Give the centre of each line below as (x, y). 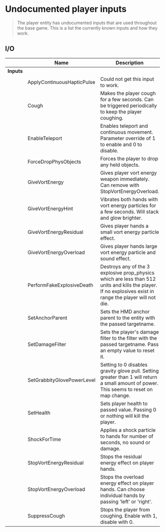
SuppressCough (46, 516)
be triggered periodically (128, 106)
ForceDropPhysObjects (55, 161)
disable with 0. (117, 522)
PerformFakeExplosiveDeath (60, 285)
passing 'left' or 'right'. (126, 501)
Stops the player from (125, 509)
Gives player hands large (129, 246)
